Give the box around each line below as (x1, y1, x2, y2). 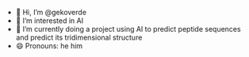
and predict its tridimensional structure (15, 32, 143, 42)
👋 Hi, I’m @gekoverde (15, 8, 87, 17)
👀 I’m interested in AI (15, 16, 84, 25)
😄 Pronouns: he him (15, 41, 83, 51)
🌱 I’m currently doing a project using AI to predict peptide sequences (15, 25, 241, 33)
